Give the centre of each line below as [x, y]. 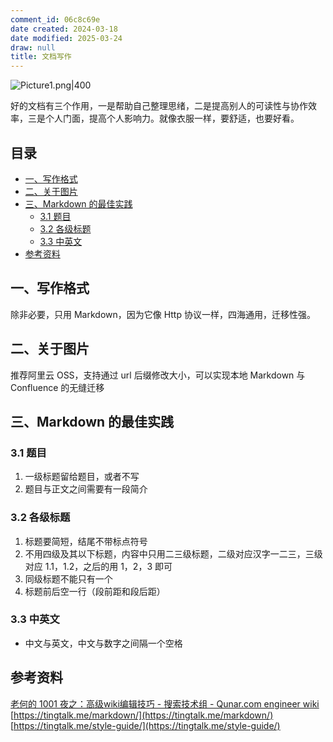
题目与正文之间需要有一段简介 [86, 489]
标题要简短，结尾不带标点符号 [86, 541]
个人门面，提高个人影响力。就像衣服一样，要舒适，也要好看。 [172, 118]
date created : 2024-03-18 [64, 29]
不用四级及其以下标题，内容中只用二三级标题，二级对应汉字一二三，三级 [173, 553]
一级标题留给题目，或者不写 [82, 477]
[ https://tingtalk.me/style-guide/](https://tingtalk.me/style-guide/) [145, 725]
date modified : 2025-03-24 [66, 38]
